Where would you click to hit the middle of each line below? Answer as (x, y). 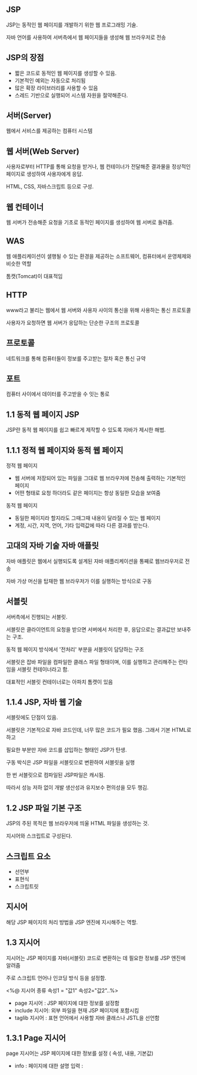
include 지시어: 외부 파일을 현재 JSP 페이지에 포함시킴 (77, 1010)
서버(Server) (29, 115)
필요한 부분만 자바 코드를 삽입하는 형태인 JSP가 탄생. (66, 750)
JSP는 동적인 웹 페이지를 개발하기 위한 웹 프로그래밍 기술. (72, 25)
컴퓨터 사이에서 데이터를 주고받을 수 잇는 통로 (58, 394)
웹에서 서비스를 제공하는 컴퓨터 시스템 (49, 131)
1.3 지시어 (23, 942)
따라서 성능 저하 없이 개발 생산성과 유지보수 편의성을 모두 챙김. (77, 787)
